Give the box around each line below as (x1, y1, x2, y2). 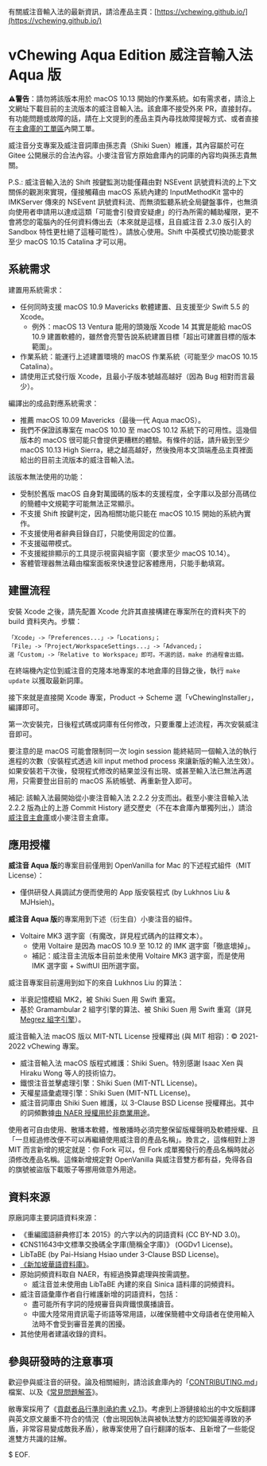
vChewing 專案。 (27, 1041, 83, 1051)
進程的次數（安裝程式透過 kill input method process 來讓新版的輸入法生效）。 (8, 756, 258, 766)
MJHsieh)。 (19, 898, 60, 907)
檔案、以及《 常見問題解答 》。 (8, 1387, 103, 1397)
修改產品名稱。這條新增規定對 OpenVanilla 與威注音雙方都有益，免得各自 (14, 1155, 253, 1165)
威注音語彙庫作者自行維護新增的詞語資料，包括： (19, 1290, 180, 1299)
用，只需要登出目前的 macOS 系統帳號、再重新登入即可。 (8, 776, 196, 785)
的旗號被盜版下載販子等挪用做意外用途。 (8, 1165, 141, 1174)
